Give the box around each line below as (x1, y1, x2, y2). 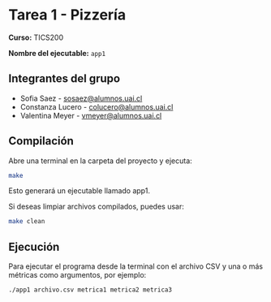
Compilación (8, 134, 75, 148)
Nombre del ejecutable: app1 (8, 48, 106, 58)
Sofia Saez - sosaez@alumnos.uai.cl (19, 93, 143, 103)
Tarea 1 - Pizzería (8, 6, 127, 24)
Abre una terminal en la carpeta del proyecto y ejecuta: (8, 156, 192, 166)
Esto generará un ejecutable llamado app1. (8, 186, 150, 196)
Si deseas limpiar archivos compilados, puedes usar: (8, 201, 184, 212)
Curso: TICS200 (8, 32, 64, 42)
